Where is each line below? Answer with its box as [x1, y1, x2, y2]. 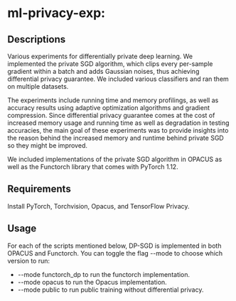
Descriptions [7, 33, 66, 45]
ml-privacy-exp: [7, 5, 105, 21]
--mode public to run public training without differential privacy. [17, 285, 204, 294]
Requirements [7, 183, 71, 195]
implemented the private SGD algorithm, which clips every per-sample [7, 60, 213, 68]
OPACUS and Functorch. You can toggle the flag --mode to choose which [7, 248, 223, 257]
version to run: [7, 256, 50, 265]
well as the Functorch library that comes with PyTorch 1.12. [7, 163, 179, 171]
